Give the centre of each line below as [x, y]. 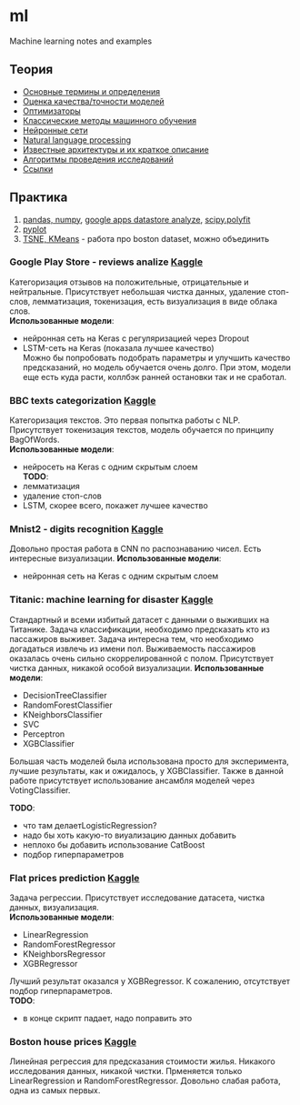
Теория [31, 70]
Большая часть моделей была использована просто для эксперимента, [149, 761]
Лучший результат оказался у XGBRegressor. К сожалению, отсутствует [150, 981]
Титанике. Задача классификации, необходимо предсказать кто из [140, 629]
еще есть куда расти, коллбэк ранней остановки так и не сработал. [155, 377]
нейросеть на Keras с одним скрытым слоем [110, 467]
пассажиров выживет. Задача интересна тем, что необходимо [132, 638]
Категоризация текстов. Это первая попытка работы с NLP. [125, 420]
